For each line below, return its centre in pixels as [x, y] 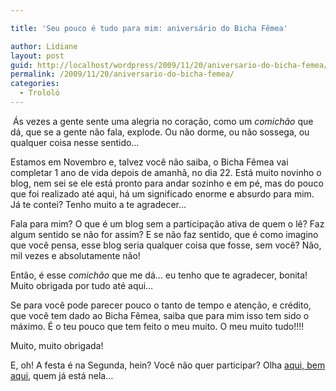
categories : [35, 84]
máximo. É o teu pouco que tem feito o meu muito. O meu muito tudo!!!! [157, 326]
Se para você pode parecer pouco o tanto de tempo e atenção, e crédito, [161, 305]
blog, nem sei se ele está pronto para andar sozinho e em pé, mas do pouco [167, 183]
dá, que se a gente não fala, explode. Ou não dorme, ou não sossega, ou [160, 132]
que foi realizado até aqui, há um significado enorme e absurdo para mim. [162, 193]
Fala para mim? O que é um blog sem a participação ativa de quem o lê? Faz [167, 223]
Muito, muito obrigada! [57, 345]
